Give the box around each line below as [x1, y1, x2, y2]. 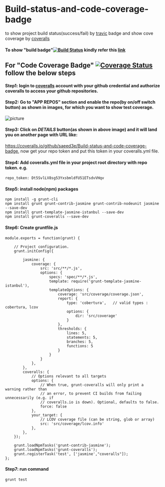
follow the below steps [5, 69, 76, 77]
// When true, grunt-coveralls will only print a [40, 382, 144, 387]
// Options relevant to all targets [31, 374, 107, 378]
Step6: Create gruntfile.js [5, 225, 58, 230]
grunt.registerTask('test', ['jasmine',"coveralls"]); [14, 451, 129, 456]
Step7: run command [5, 466, 49, 472]
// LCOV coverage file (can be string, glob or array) [40, 417, 155, 422]
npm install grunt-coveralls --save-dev [5, 214, 89, 219]
